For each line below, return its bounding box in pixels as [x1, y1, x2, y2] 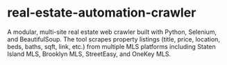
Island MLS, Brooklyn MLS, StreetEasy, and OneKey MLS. [7, 50, 171, 58]
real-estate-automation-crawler [7, 5, 196, 21]
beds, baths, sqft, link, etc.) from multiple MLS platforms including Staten [7, 42, 217, 50]
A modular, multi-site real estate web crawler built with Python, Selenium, [7, 28, 217, 36]
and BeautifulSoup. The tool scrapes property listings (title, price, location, [7, 35, 221, 43]
